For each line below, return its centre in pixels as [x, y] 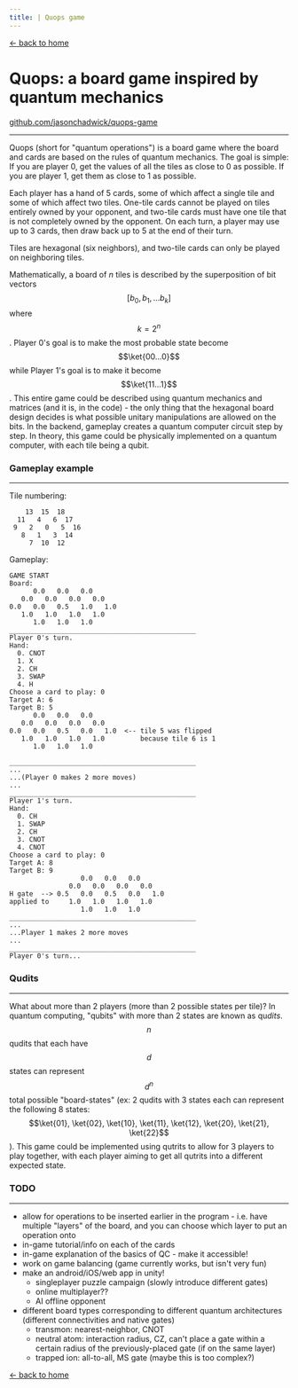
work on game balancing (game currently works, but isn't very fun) [145, 1263]
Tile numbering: [38, 496]
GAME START [29, 576]
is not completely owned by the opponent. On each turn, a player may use [145, 221]
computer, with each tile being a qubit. [79, 445]
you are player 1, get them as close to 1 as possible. [103, 176]
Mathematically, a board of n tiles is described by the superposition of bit [143, 274]
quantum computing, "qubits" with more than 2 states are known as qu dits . [146, 1016]
